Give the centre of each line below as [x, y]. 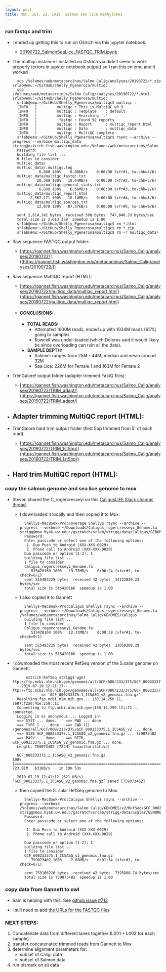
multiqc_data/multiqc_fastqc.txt [51, 176]
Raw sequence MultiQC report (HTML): [52, 276]
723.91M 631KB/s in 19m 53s [47, 768]
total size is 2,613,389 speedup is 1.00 [61, 219]
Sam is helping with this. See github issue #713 [60, 900]
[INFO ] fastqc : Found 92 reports [66, 120]
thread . [20, 505]
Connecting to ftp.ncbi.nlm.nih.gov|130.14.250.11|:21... [78, 708]
